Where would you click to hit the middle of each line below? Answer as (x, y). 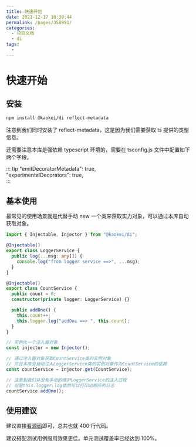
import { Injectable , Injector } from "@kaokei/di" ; (72, 235)
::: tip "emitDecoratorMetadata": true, (51, 168)
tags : (13, 45)
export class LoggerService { (43, 251)
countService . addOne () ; (35, 391)
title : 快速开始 (24, 11)
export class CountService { (42, 289)
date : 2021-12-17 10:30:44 (39, 17)
